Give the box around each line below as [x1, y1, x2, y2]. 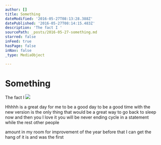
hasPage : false [5, 43, 36, 48]
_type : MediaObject [5, 52, 45, 58]
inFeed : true [5, 39, 32, 44]
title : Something [5, 12, 41, 17]
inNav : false [5, 48, 32, 53]
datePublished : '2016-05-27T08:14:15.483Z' [5, 21, 95, 26]
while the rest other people [5, 120, 60, 125]
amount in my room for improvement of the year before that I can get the [5, 129, 152, 135]
